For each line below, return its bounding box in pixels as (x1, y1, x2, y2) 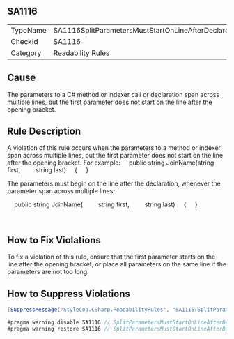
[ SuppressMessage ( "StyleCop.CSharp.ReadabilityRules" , (7, 306, 170, 313)
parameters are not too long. (7, 268, 89, 276)
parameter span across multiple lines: (7, 187, 115, 195)
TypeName (10, 25, 47, 35)
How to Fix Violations (7, 234, 101, 246)
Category (10, 48, 42, 58)
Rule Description (7, 126, 81, 137)
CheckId (10, 36, 38, 46)
